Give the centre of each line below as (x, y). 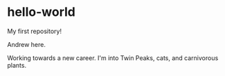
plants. (17, 65)
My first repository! (35, 31)
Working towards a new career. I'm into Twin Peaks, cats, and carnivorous (113, 58)
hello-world (42, 12)
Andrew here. (27, 44)
